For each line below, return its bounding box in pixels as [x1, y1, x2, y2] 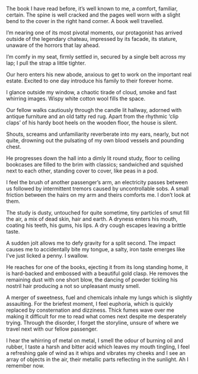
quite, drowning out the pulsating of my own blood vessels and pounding [6, 137, 184, 144]
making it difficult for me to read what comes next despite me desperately [6, 313, 187, 319]
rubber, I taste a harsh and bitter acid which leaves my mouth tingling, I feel [6, 343, 190, 350]
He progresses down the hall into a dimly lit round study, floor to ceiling [6, 155, 180, 162]
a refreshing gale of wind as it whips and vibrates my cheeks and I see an [6, 350, 186, 356]
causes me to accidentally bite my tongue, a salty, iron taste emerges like [6, 246, 186, 252]
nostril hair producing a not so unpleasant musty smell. [6, 283, 140, 289]
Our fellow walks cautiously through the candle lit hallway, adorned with [6, 107, 182, 113]
